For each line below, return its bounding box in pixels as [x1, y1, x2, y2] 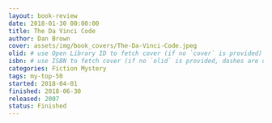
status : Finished [8, 102, 67, 110]
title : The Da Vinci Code [8, 27, 96, 35]
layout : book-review [8, 11, 79, 20]
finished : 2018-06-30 [8, 87, 82, 95]
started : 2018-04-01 [8, 79, 79, 87]
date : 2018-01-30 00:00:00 [8, 19, 100, 28]
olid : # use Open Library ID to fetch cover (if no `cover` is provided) [8, 49, 263, 57]
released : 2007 [8, 95, 60, 103]
